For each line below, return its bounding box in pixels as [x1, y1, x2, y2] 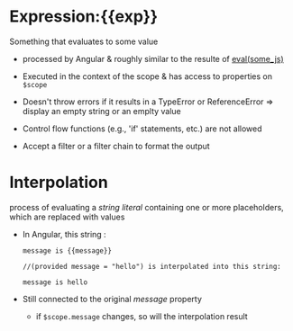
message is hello [22, 277, 88, 287]
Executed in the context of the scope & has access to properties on [22, 70, 273, 82]
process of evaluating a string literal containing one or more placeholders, [9, 201, 284, 212]
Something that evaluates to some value [9, 36, 159, 47]
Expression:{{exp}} [9, 6, 159, 27]
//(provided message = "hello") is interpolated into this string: [22, 262, 281, 271]
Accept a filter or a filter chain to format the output [22, 140, 210, 151]
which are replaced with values [9, 211, 125, 222]
